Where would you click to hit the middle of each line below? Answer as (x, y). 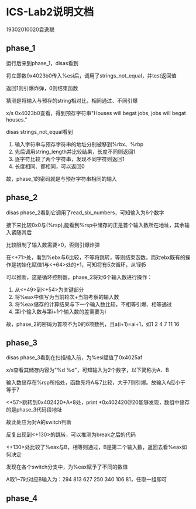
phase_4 (22, 498)
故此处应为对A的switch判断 (39, 422)
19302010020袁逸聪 (30, 29)
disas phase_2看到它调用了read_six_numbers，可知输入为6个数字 (85, 213)
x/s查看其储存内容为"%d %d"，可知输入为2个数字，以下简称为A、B (88, 370)
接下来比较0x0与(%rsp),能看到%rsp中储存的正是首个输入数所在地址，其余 (95, 225)
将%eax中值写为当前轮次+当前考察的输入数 (67, 296)
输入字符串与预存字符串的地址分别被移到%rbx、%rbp (79, 144)
